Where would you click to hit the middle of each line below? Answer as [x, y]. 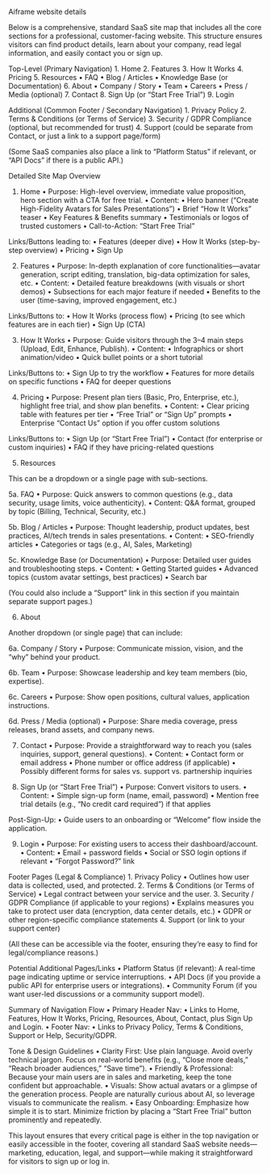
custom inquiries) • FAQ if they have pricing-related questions [111, 447]
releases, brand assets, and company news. [81, 730]
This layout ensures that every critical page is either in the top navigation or [134, 1136]
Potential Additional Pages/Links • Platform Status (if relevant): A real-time [132, 968]
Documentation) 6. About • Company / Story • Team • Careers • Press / [128, 86]
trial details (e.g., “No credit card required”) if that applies [115, 804]
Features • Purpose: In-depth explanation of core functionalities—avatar [140, 266]
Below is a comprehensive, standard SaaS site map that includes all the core [135, 27]
